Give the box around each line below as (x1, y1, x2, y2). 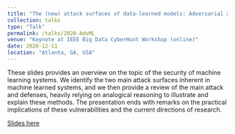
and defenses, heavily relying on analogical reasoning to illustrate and (7, 90, 208, 98)
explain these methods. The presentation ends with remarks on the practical (7, 98, 227, 106)
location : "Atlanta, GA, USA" (7, 50, 96, 57)
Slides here (7, 119, 40, 127)
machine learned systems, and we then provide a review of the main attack (7, 83, 224, 91)
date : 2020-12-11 (7, 43, 58, 50)
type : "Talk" (7, 23, 45, 30)
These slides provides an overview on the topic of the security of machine (7, 68, 222, 77)
